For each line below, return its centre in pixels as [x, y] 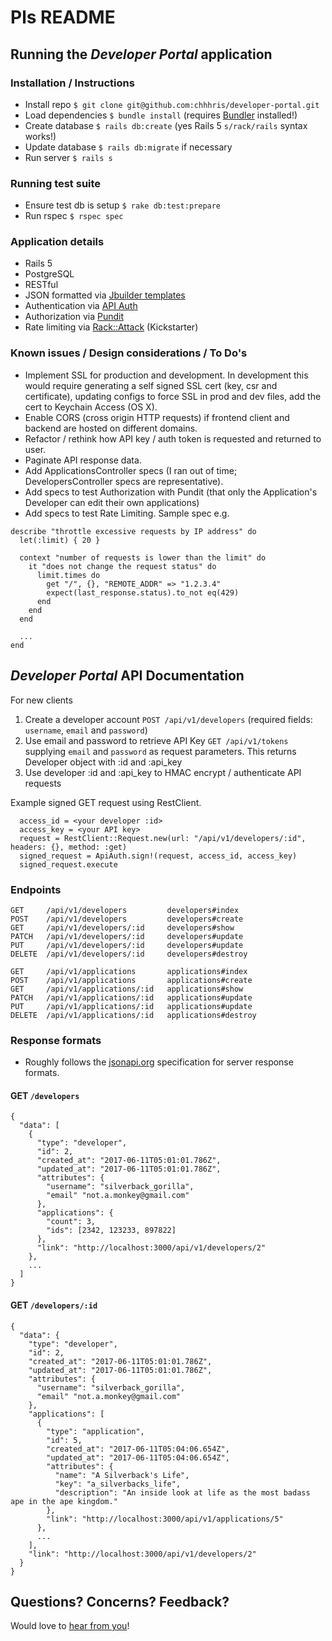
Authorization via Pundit [74, 317]
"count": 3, [71, 1222]
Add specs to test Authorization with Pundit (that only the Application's [171, 492]
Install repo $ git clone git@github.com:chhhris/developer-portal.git [172, 104]
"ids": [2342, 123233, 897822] [111, 1231]
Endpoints [36, 889]
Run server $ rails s [68, 157]
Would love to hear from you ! [70, 1626]
